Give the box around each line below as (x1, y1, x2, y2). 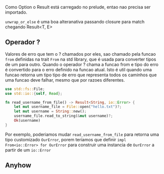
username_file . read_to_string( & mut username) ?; (14, 113, 113, 119)
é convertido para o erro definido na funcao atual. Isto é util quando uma (5, 66, 152, 72)
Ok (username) (14, 118, 41, 123)
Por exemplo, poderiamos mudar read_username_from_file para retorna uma (5, 131, 160, 137)
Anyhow (5, 161, 31, 170)
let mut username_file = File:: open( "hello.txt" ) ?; (14, 105, 122, 109)
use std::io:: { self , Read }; (5, 91, 63, 96)
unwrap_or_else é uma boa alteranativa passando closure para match (5, 19, 145, 24)
